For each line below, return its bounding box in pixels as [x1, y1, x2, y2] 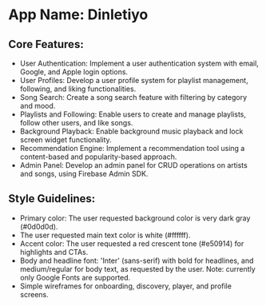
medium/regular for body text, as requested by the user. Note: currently [19, 264, 256, 273]
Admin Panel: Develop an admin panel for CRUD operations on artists [19, 161, 248, 169]
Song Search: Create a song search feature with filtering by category [19, 93, 248, 101]
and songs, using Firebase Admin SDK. [19, 169, 149, 178]
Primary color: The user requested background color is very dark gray [19, 213, 251, 223]
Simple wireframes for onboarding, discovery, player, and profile [19, 281, 232, 291]
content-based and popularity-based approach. [19, 152, 177, 161]
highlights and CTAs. [19, 247, 89, 256]
